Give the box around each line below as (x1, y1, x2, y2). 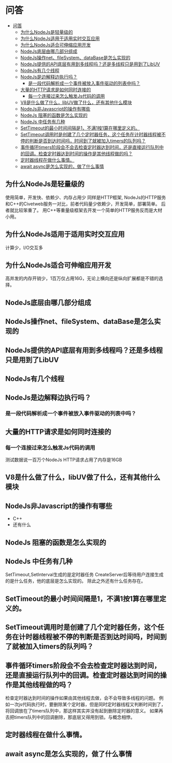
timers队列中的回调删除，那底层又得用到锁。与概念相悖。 (14, 714, 136, 720)
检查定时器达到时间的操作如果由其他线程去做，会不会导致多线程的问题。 (5, 694, 158, 701)
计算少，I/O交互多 (5, 244, 44, 251)
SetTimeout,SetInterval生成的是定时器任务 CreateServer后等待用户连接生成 (5, 572, 164, 578)
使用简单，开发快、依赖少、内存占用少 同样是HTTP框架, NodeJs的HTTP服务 (5, 194, 166, 200)
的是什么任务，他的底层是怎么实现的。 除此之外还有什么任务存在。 (5, 578, 146, 584)
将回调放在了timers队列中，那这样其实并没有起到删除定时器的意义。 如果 (5, 707, 159, 714)
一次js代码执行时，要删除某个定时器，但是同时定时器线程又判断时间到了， (9, 701, 166, 707)
